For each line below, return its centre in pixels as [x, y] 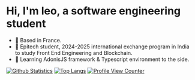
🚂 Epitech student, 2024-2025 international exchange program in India [102, 47]
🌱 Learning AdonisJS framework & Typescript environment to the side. [102, 59]
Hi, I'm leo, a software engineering [94, 11]
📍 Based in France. [38, 40]
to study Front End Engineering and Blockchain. [74, 53]
